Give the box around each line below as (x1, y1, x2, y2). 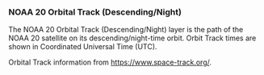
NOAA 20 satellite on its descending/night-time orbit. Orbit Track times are (8, 33, 257, 43)
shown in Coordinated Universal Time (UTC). (8, 42, 157, 52)
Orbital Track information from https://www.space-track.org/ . (8, 57, 212, 67)
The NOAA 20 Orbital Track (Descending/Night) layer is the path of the (8, 25, 244, 35)
